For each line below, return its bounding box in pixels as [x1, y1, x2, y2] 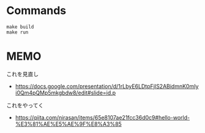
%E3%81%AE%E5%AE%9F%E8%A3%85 [15, 120, 122, 128]
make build [6, 24, 34, 30]
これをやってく [6, 101, 44, 109]
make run [6, 29, 29, 35]
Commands [6, 4, 67, 18]
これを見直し [6, 70, 39, 77]
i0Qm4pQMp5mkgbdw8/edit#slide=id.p [15, 89, 116, 96]
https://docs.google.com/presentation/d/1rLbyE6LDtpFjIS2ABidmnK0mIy [15, 82, 199, 90]
